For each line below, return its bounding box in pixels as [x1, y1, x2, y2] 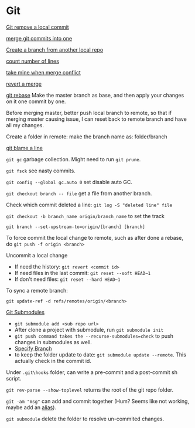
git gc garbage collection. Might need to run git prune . [6, 155, 141, 162]
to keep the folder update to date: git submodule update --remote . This [14, 351, 186, 358]
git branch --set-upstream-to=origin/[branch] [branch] [6, 224, 145, 230]
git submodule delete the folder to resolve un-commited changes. [6, 415, 165, 422]
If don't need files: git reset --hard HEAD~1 [14, 276, 121, 283]
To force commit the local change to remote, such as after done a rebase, [6, 234, 183, 241]
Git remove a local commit [6, 23, 69, 30]
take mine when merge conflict [6, 69, 81, 76]
